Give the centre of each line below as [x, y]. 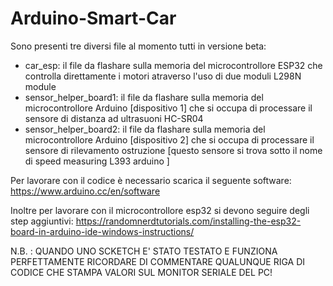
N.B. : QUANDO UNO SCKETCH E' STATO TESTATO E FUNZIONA [144, 251]
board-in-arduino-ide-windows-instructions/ [102, 231]
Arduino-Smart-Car [93, 18]
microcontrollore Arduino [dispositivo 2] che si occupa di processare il [169, 139]
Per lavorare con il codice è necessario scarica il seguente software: [151, 180]
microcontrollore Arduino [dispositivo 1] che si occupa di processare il [168, 108]
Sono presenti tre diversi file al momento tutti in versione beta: [138, 46]
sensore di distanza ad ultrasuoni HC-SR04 [114, 118]
